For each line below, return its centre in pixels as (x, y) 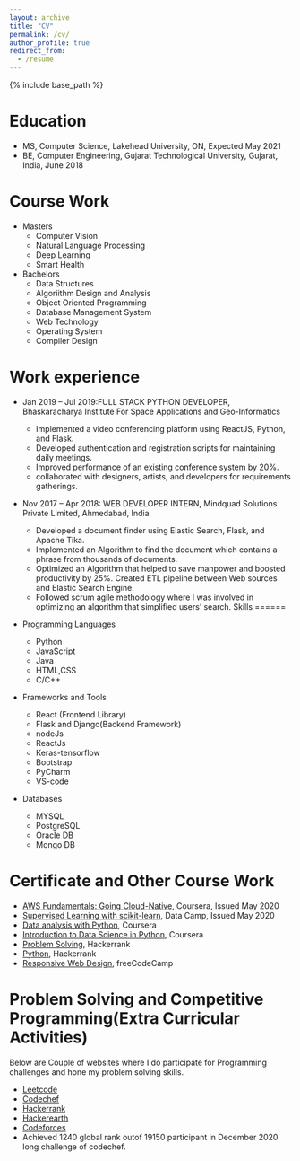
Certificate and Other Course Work (142, 881)
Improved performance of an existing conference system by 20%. (157, 467)
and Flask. (55, 438)
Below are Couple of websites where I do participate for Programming (138, 1062)
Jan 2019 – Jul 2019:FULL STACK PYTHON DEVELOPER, (126, 401)
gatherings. (57, 486)
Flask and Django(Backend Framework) (108, 724)
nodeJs (50, 734)
